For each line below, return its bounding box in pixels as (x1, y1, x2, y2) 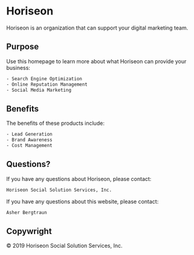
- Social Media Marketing (6, 87, 71, 93)
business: (6, 64, 30, 71)
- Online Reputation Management (6, 81, 88, 87)
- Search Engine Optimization (6, 75, 83, 82)
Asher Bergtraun (6, 209, 47, 215)
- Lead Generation (6, 131, 53, 137)
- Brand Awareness (6, 137, 53, 143)
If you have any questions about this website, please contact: (6, 198, 159, 205)
